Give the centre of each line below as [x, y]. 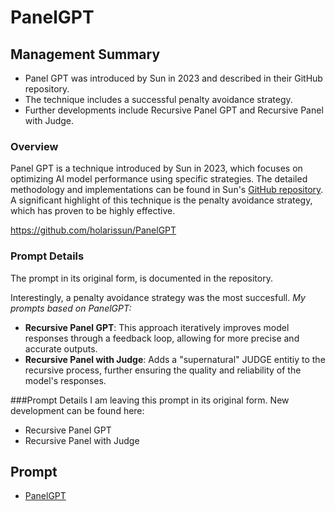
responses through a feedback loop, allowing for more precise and [162, 338]
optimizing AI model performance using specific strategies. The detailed [159, 179]
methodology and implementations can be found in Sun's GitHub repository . [167, 190]
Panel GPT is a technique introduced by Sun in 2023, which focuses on [156, 168]
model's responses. [65, 380]
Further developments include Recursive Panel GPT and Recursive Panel [174, 110]
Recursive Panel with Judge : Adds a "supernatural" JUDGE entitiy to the [175, 359]
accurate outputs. [61, 348]
